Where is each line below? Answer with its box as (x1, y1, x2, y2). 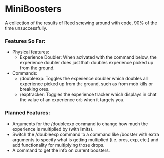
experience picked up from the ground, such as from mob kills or (19, 81, 153, 87)
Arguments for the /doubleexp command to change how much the (12, 121, 148, 127)
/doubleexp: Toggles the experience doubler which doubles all (19, 76, 148, 82)
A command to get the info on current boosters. (12, 147, 110, 153)
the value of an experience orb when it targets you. (19, 97, 125, 103)
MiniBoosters (5, 3, 62, 15)
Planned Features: (5, 109, 51, 116)
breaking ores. (19, 86, 50, 92)
